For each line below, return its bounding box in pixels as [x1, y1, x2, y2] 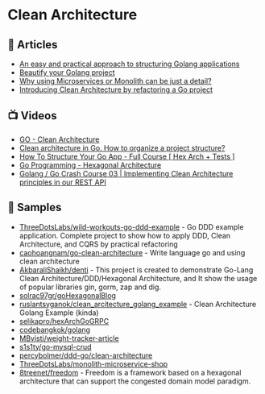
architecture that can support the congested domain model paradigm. [19, 376, 251, 386]
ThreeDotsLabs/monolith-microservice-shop [19, 359, 168, 368]
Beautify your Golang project [19, 68, 115, 77]
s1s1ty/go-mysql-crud [19, 342, 92, 351]
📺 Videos [7, 109, 57, 122]
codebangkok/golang [19, 325, 90, 334]
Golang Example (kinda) [19, 308, 99, 317]
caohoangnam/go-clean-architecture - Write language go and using [19, 247, 246, 257]
